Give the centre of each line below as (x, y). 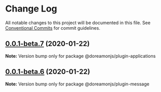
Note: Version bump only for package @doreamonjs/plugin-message (77, 84)
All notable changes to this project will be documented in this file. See (78, 23)
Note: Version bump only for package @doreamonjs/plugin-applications (80, 56)
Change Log (31, 9)
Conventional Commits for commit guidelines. (53, 28)
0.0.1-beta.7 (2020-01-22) (48, 44)
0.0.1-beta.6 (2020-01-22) (48, 72)
